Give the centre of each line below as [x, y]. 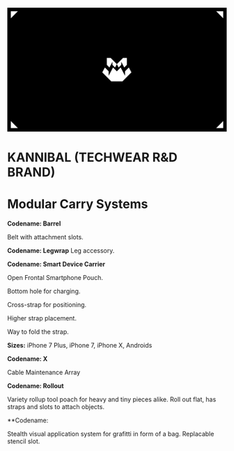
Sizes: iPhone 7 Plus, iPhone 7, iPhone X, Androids [80, 345]
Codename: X [28, 358]
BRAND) [31, 172]
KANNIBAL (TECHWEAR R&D [92, 157]
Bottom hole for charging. [44, 291]
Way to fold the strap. [38, 332]
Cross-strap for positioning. [47, 304]
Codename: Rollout [36, 385]
